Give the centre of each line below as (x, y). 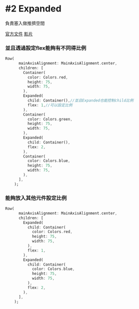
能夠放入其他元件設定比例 (36, 198)
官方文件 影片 (19, 33)
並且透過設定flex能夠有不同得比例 (46, 48)
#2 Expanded (33, 9)
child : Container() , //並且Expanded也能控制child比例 (80, 100)
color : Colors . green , (50, 119)
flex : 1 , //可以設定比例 (50, 105)
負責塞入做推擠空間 (25, 23)
